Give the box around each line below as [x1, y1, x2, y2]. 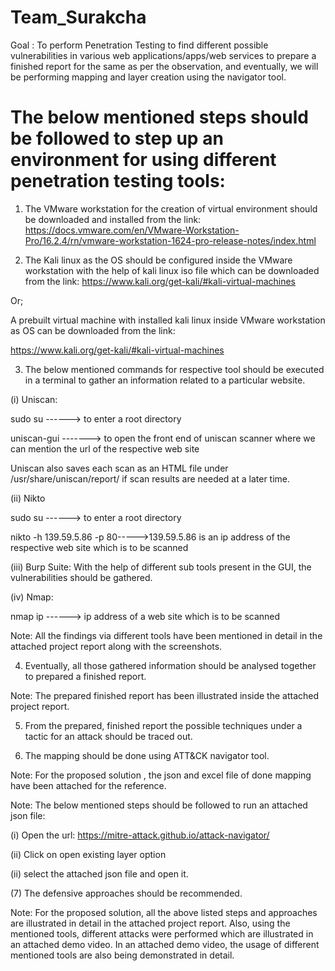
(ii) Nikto [10, 492, 46, 504]
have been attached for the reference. [10, 779, 167, 791]
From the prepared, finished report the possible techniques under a [24, 719, 303, 731]
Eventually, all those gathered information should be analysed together [24, 659, 317, 671]
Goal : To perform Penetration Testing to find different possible [10, 39, 269, 51]
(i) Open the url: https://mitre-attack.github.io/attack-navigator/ [10, 829, 270, 841]
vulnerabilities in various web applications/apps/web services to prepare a [10, 49, 317, 61]
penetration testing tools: [10, 170, 226, 193]
